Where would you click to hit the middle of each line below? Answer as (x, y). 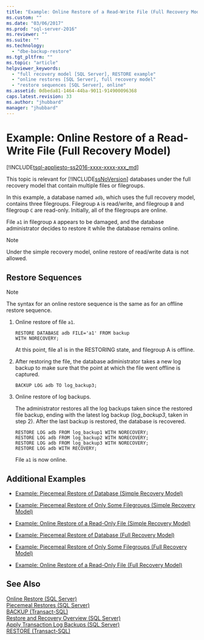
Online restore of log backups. (53, 397)
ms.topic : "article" (32, 62)
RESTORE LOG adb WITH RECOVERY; (56, 449)
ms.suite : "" (23, 40)
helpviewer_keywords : (34, 68)
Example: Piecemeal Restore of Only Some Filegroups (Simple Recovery (105, 505)
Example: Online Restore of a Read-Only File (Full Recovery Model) (99, 565)
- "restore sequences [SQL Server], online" (69, 86)
